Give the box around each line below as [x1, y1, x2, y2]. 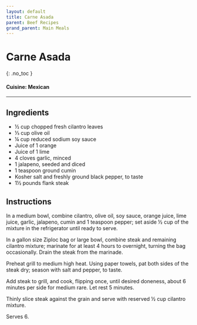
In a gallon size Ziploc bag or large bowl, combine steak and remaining [6, 236, 177, 243]
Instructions [6, 197, 52, 207]
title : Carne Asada [6, 14, 54, 20]
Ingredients [6, 107, 49, 118]
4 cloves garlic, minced [14, 154, 72, 162]
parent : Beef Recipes [6, 19, 59, 25]
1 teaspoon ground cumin [14, 167, 76, 174]
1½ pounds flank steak [14, 180, 69, 187]
